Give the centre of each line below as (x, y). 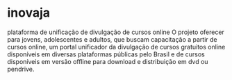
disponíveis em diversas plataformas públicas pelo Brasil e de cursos (106, 54)
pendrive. (21, 69)
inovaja (29, 13)
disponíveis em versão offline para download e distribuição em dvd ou (108, 61)
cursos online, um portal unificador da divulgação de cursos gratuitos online (116, 47)
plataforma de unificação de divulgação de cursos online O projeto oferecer (116, 32)
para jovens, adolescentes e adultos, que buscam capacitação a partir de (112, 39)
